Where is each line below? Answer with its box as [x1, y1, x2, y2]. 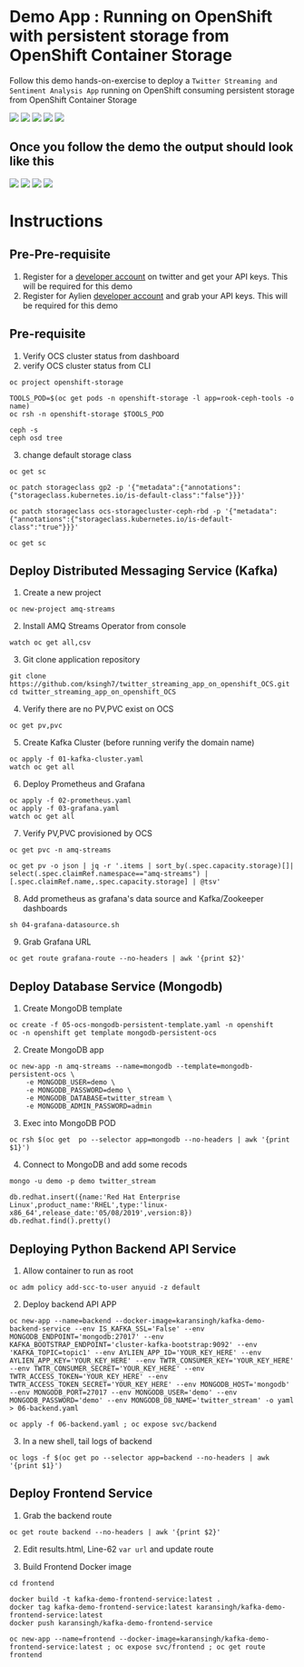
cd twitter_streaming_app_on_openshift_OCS [9, 688, 177, 697]
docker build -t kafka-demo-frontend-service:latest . [9, 1594, 221, 1603]
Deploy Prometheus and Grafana [22, 779, 145, 790]
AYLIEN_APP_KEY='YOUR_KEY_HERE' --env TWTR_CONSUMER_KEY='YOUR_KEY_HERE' [9, 1356, 295, 1365]
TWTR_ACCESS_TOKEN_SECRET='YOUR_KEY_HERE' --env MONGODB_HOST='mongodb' [9, 1380, 290, 1389]
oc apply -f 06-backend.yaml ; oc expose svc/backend [9, 1420, 218, 1429]
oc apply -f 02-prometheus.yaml [9, 796, 132, 805]
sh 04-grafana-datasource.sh [9, 921, 120, 930]
